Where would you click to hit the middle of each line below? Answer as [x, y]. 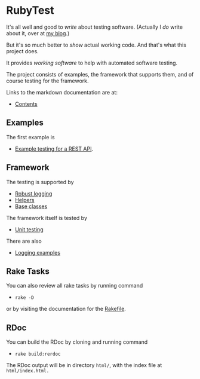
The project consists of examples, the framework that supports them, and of [100, 74]
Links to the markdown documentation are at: [62, 92]
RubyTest [30, 10]
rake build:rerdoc [38, 354]
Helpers [24, 200]
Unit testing [29, 229]
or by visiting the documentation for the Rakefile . [66, 309]
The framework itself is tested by [47, 218]
